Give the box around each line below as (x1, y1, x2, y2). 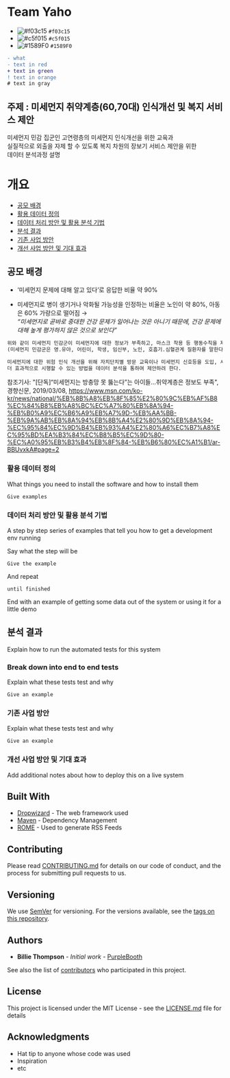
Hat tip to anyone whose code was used (16, 1049, 131, 1057)
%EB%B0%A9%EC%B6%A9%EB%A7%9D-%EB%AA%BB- (7, 409, 177, 417)
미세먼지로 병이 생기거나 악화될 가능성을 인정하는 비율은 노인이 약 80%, (16, 300, 208, 308)
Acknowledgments (7, 1031, 90, 1043)
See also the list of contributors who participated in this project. (7, 965, 187, 974)
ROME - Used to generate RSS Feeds (16, 823, 122, 832)
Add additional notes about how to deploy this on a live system (7, 770, 184, 779)
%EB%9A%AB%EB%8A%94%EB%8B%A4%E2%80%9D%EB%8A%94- (7, 416, 214, 424)
